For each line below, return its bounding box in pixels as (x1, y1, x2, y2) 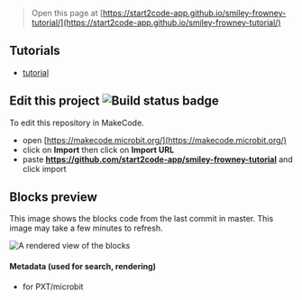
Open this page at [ (31, 8, 104, 18)
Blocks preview (9, 189, 97, 205)
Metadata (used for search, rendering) (9, 261, 156, 272)
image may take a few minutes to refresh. (9, 223, 163, 233)
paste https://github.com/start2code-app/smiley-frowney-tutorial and (22, 153, 293, 165)
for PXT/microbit (22, 281, 84, 292)
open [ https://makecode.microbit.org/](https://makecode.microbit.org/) (22, 134, 287, 145)
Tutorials (9, 43, 60, 59)
